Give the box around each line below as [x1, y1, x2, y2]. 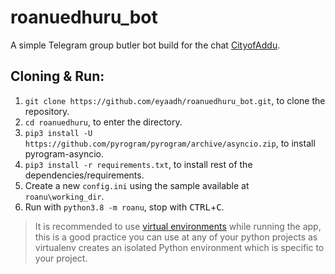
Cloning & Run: [10, 68, 105, 85]
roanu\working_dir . [24, 190, 105, 202]
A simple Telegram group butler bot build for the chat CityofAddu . [10, 39, 281, 51]
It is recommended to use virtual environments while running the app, [34, 220, 322, 232]
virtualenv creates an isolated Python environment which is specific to [34, 241, 325, 253]
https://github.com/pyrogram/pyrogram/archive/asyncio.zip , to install [24, 137, 316, 149]
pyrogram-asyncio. [24, 147, 105, 160]
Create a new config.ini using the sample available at [24, 179, 250, 191]
